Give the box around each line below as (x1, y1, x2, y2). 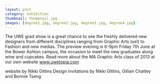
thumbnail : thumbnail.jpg (5, 16, 57, 21)
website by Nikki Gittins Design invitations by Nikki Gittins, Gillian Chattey (5, 68, 151, 74)
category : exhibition (5, 12, 49, 16)
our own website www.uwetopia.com (5, 59, 79, 65)
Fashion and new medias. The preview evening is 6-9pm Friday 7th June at (5, 44, 155, 49)
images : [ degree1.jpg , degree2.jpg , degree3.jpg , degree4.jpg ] (5, 20, 136, 25)
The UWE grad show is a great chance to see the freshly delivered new (5, 34, 147, 39)
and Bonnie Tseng (5, 73, 41, 79)
